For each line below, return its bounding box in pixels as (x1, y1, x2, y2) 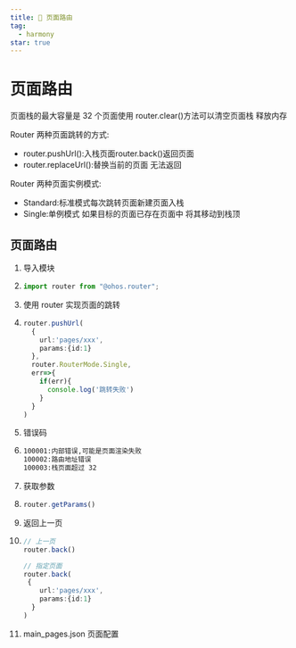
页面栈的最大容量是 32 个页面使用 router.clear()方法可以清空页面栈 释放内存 (10, 111, 288, 121)
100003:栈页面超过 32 (22, 463, 97, 473)
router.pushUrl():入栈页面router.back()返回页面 (22, 148, 194, 159)
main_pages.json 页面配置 (22, 628, 119, 639)
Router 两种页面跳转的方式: (10, 129, 110, 140)
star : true (10, 37, 51, 47)
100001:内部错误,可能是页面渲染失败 (22, 447, 142, 456)
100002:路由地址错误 (22, 455, 92, 464)
